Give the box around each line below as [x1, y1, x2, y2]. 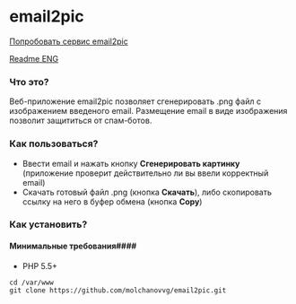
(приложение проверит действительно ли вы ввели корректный [22, 168, 269, 178]
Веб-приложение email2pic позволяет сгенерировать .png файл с [9, 96, 262, 107]
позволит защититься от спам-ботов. [9, 115, 152, 126]
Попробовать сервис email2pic [9, 36, 128, 47]
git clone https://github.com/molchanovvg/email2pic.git [9, 285, 227, 295]
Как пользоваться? [9, 137, 99, 150]
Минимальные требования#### [9, 240, 137, 252]
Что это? [9, 75, 49, 88]
